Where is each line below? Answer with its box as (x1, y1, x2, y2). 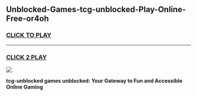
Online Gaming (6, 83, 43, 90)
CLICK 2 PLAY (6, 53, 47, 61)
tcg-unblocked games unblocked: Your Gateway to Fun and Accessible (6, 77, 183, 84)
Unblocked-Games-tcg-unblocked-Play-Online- (6, 5, 186, 15)
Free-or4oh (6, 14, 49, 24)
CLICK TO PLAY (6, 31, 52, 40)
